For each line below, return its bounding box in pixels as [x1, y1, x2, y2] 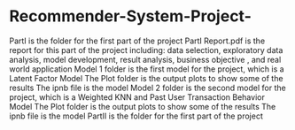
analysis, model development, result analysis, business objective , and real [9, 54, 282, 65]
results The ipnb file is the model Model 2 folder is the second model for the [9, 82, 286, 93]
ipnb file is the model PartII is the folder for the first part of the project [9, 111, 263, 121]
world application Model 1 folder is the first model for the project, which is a [9, 64, 285, 74]
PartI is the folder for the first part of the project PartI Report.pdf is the [9, 35, 266, 46]
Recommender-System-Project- [9, 6, 252, 27]
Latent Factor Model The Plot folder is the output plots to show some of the [9, 73, 283, 83]
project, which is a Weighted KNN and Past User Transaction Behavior [9, 91, 266, 103]
